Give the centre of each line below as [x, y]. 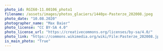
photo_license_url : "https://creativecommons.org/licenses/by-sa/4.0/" [79, 32]
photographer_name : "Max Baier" [37, 23]
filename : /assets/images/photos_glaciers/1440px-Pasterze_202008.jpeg [79, 14]
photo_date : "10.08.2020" [31, 18]
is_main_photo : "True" [27, 41]
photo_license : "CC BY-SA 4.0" [36, 28]
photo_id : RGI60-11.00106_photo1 [38, 9]
